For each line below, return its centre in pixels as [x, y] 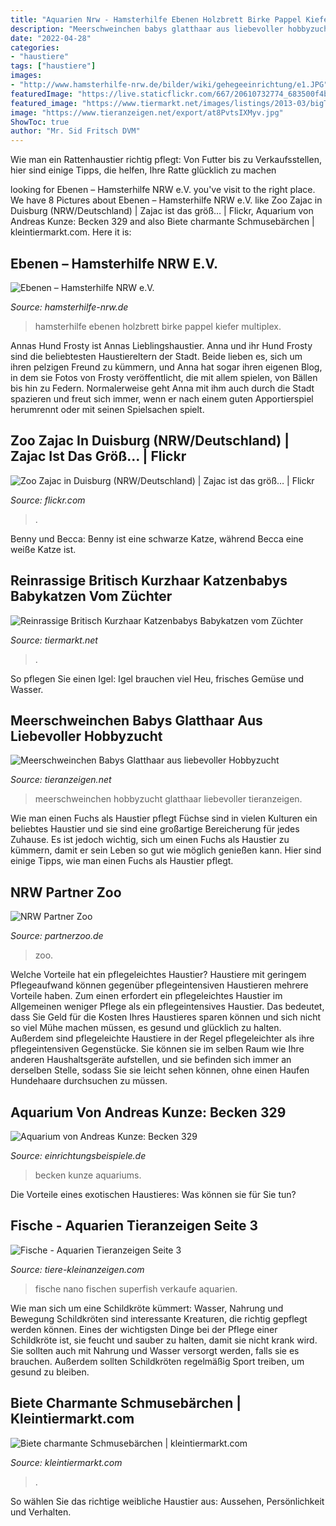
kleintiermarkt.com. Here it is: [71, 232]
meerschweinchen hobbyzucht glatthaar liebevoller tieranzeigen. [168, 799]
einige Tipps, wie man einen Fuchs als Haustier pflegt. [122, 861]
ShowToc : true [40, 122]
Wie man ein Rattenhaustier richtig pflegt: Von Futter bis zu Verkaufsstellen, [166, 160]
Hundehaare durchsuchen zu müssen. [89, 1081]
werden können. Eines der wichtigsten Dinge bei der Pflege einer [144, 1329]
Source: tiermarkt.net [54, 640]
